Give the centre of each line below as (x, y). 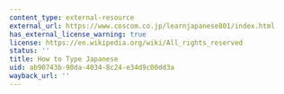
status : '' (30, 51)
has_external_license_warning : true (78, 34)
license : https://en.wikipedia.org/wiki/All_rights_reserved (126, 43)
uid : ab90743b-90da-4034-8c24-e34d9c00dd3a (92, 68)
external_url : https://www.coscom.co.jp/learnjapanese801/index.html (142, 26)
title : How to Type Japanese (64, 59)
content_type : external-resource (72, 17)
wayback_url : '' (40, 76)
